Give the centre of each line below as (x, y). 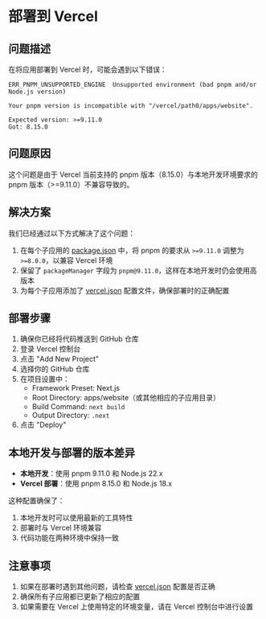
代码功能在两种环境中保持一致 (69, 538)
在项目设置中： (45, 379)
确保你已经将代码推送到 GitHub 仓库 (79, 339)
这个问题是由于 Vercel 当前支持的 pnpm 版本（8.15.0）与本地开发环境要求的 (133, 174)
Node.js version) (37, 92)
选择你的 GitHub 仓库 (55, 369)
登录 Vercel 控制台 (50, 349)
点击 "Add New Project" (59, 359)
